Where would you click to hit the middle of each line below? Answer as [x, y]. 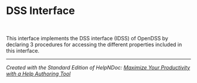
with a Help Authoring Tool [38, 74]
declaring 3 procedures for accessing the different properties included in [94, 44]
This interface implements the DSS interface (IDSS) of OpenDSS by [87, 38]
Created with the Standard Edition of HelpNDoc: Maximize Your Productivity [98, 67]
